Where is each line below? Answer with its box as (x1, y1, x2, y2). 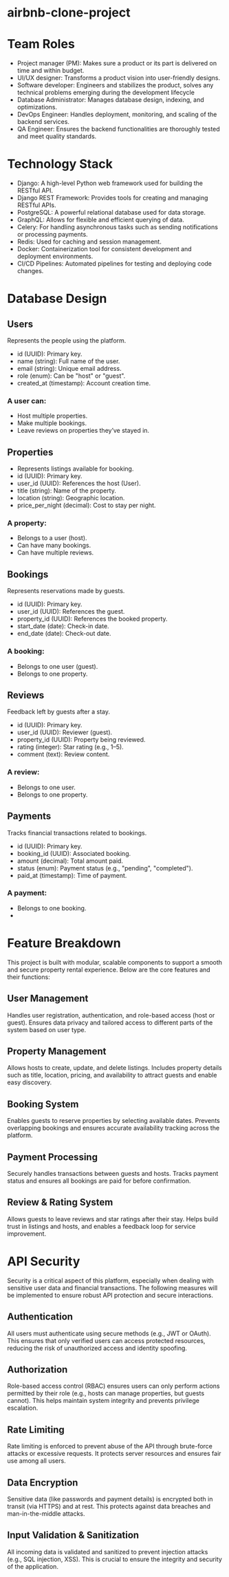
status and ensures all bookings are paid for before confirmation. (7, 1177, 191, 1185)
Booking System (7, 1098, 79, 1110)
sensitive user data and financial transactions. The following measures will (7, 1283, 218, 1291)
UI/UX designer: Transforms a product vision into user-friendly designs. (17, 74, 221, 82)
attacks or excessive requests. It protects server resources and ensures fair (7, 1450, 221, 1458)
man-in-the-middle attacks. (7, 1509, 85, 1518)
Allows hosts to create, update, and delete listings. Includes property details (7, 1064, 222, 1072)
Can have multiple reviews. (17, 548, 94, 557)
